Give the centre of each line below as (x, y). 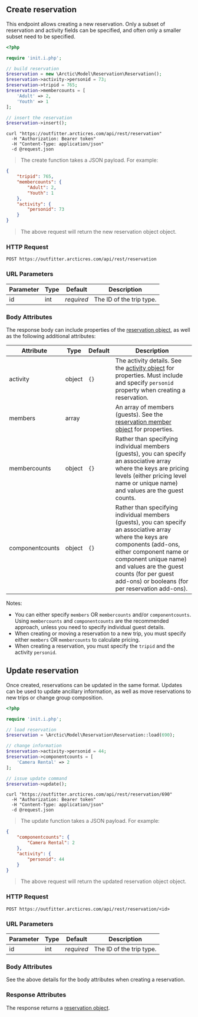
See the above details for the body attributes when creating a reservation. (96, 980)
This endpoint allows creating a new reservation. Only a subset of (86, 24)
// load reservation (32, 730)
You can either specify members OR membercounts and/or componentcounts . (103, 614)
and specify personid (144, 382)
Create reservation (42, 10)
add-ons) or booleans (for (152, 581)
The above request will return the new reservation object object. (98, 232)
